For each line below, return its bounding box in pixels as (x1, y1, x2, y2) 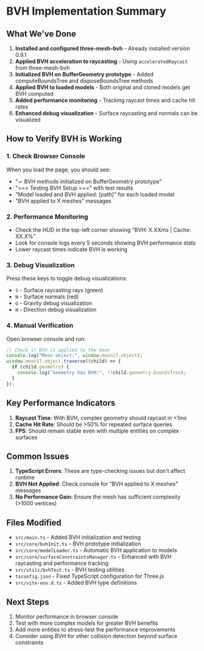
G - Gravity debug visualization (15, 300, 93, 307)
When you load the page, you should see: (6, 166, 111, 173)
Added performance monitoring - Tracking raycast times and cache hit (15, 96, 195, 104)
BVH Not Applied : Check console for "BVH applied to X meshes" (15, 480, 178, 487)
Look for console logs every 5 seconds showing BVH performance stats (15, 239, 196, 246)
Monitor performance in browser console (15, 613, 119, 620)
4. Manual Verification (6, 322, 74, 330)
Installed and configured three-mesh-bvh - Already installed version (15, 45, 190, 52)
